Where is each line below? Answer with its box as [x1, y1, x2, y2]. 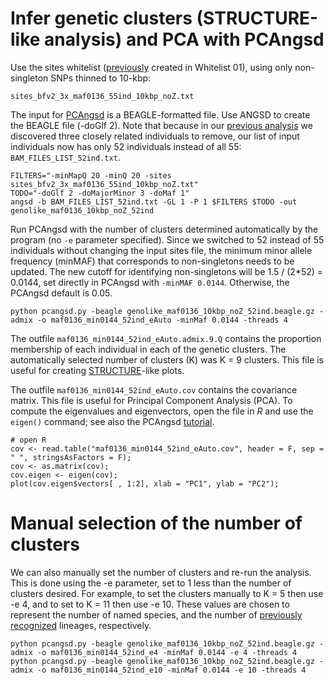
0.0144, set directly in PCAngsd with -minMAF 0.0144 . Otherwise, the [10, 276, 290, 288]
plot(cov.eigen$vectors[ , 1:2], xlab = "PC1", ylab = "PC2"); [10, 478, 280, 489]
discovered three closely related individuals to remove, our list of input [10, 130, 300, 142]
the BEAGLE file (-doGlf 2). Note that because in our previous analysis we [10, 119, 313, 131]
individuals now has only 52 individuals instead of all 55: [10, 140, 242, 152]
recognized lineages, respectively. [10, 619, 152, 631]
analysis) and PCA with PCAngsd [44, 28, 325, 51]
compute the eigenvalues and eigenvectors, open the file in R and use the [10, 405, 314, 417]
